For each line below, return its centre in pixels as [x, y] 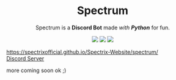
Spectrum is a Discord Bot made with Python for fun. [103, 27]
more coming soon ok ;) [36, 70]
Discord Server [25, 58]
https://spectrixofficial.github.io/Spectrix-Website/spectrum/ [82, 52]
